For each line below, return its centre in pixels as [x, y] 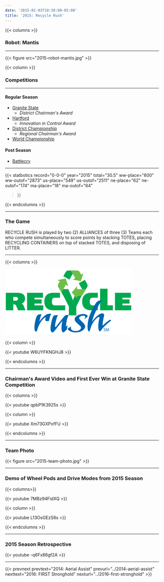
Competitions [21, 80]
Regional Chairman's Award [48, 134]
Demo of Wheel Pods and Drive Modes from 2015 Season [74, 478]
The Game [18, 221]
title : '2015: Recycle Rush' [35, 15]
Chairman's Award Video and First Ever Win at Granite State [77, 379]
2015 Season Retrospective [38, 544]
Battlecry [21, 161]
